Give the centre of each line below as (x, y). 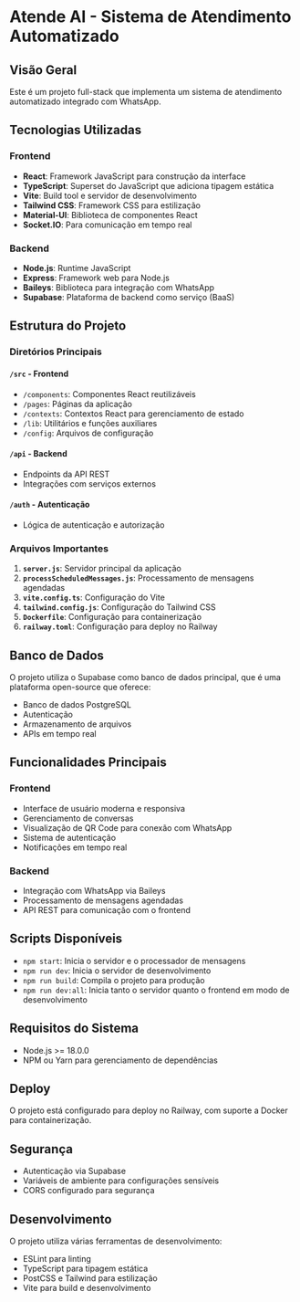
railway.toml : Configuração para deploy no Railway (120, 626)
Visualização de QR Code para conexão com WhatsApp (127, 827)
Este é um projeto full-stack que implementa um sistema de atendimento (146, 92)
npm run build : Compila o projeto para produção (114, 980)
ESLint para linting (57, 1259)
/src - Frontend (39, 373)
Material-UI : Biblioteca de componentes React (110, 215)
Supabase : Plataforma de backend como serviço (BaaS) (129, 297)
